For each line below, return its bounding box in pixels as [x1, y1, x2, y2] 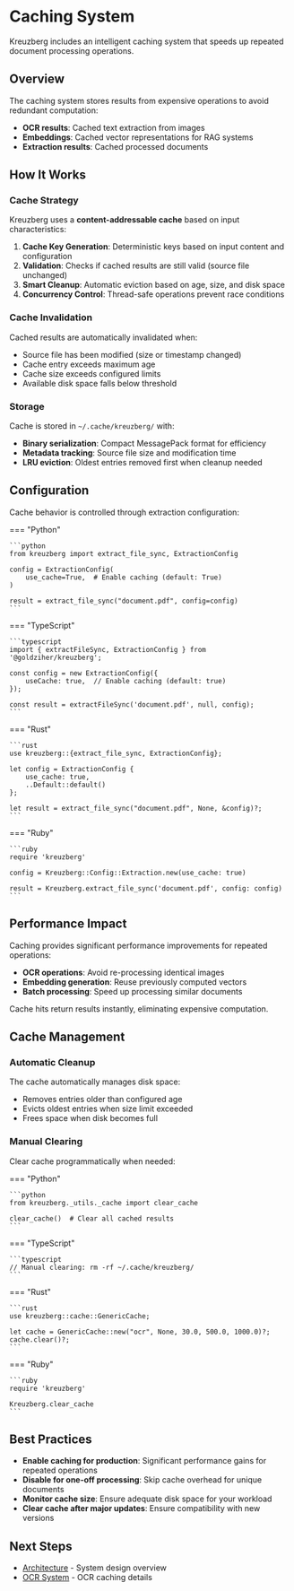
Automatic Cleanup [9, 1056, 96, 1068]
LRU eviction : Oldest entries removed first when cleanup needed [22, 457, 263, 468]
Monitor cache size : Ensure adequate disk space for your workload [22, 1493, 272, 1504]
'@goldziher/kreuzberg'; [9, 653, 102, 662]
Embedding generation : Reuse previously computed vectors [22, 976, 247, 987]
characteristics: [9, 224, 67, 235]
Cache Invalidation [9, 311, 92, 324]
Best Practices [9, 1432, 92, 1448]
